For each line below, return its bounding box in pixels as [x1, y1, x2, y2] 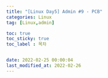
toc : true [6, 30, 31, 36]
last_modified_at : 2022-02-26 [6, 63, 82, 69]
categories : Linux [6, 14, 52, 20]
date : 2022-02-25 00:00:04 [6, 57, 73, 63]
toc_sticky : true [6, 36, 50, 42]
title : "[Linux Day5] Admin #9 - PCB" [6, 8, 103, 15]
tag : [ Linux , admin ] [6, 19, 55, 25]
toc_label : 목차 [6, 41, 47, 47]
